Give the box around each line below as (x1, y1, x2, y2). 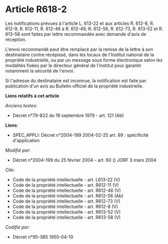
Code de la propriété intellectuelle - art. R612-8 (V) (12, 204, 119, 210)
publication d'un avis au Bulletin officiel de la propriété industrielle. (5, 83, 144, 89)
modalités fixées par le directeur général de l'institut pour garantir (5, 62, 142, 68)
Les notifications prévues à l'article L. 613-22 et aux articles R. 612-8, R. (5, 20, 155, 26)
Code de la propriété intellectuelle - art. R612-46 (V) (12, 187, 121, 193)
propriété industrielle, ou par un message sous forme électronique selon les (5, 57, 163, 63)
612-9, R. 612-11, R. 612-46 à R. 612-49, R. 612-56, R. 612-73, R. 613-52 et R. (5, 25, 163, 31)
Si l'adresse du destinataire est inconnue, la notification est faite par (5, 77, 147, 84)
